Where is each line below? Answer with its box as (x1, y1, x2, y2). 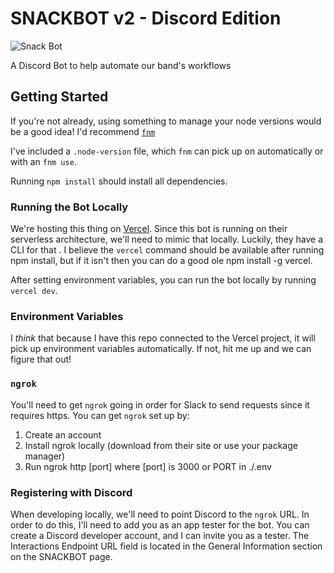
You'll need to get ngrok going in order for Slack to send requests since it (10, 398, 310, 411)
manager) (24, 450, 66, 462)
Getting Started (10, 88, 109, 106)
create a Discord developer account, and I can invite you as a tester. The (10, 529, 310, 541)
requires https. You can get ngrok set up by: (10, 409, 190, 421)
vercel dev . (10, 285, 58, 297)
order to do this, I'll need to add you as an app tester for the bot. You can (10, 518, 310, 531)
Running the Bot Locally (10, 200, 129, 214)
